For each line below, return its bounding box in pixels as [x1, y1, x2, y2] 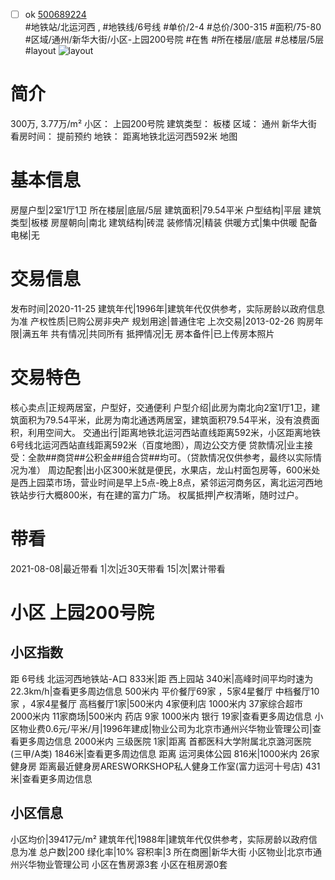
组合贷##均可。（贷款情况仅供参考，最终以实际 [122, 451, 313, 463]
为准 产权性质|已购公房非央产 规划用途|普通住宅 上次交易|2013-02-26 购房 [10, 315, 315, 327]
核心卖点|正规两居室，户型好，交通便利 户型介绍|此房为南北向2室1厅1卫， [10, 401, 312, 413]
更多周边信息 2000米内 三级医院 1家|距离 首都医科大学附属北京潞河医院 [18, 735, 312, 747]
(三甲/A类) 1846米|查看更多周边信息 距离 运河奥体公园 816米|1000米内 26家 [10, 747, 320, 759]
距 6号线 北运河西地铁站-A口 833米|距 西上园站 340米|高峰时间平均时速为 [10, 672, 314, 684]
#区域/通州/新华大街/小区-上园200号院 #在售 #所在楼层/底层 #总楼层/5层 [24, 34, 325, 46]
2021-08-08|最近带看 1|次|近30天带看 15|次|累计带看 [10, 562, 226, 574]
